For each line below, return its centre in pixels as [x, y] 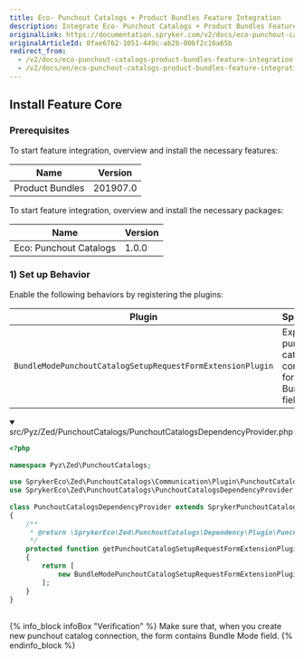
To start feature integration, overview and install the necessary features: [144, 150]
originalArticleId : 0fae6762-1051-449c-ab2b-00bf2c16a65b [121, 43]
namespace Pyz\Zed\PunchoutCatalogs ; [81, 465]
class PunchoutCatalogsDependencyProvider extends [107, 507]
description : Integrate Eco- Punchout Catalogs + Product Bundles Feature [153, 26]
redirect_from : [38, 52]
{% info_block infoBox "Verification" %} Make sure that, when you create [146, 626]
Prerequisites [39, 130]
